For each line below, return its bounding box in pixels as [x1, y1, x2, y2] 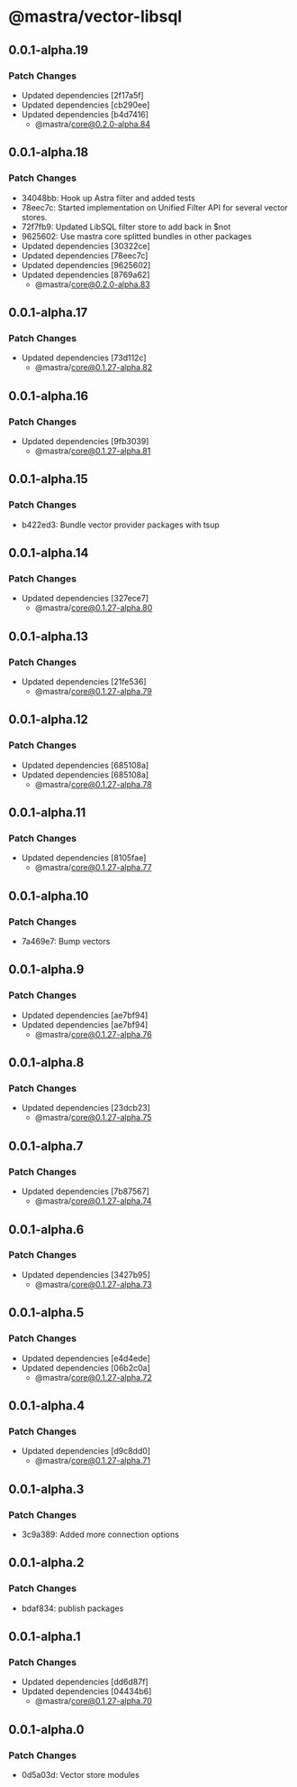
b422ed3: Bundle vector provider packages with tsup [21, 519, 220, 530]
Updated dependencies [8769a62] [21, 269, 150, 280]
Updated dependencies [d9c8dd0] [21, 1446, 150, 1457]
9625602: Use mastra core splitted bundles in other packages [21, 230, 253, 241]
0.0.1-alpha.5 [8, 1305, 85, 1320]
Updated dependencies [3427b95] [21, 1269, 150, 1280]
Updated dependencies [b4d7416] [21, 108, 149, 119]
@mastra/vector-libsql [8, 6, 183, 27]
